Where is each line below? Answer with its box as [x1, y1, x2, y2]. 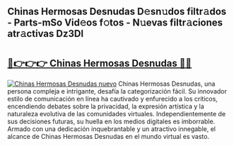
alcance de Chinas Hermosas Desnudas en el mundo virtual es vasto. [7, 133, 210, 140]
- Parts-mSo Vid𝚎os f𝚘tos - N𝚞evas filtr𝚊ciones [7, 17, 223, 29]
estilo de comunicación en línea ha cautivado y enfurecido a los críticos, [7, 95, 218, 103]
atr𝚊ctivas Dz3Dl [7, 28, 83, 40]
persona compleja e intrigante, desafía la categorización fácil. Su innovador [7, 87, 228, 95]
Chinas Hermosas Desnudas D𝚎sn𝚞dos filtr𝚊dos [7, 6, 227, 18]
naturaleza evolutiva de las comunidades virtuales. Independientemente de [7, 110, 226, 118]
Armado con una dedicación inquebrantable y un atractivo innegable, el [7, 125, 216, 133]
